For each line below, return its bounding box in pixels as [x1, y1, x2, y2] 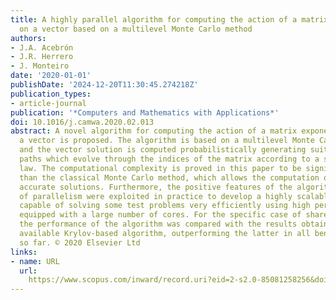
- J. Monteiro [10, 61, 70, 71]
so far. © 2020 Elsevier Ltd [19, 237, 141, 248]
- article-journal [10, 98, 87, 108]
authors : [10, 33, 47, 43]
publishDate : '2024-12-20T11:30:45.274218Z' [10, 80, 199, 90]
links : [10, 247, 38, 257]
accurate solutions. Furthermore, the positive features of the [19, 182, 293, 192]
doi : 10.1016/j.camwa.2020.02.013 [10, 117, 155, 127]
